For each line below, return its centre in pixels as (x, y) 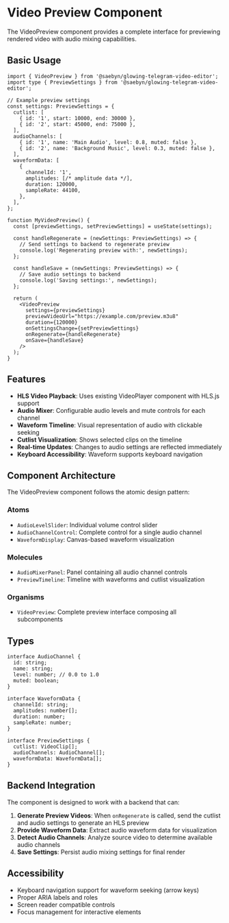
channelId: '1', (48, 172)
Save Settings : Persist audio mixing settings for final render (101, 852)
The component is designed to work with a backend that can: (93, 802)
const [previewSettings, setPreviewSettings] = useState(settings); (113, 226)
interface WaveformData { (44, 699)
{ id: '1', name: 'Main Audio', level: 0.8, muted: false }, (108, 142)
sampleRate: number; (42, 723)
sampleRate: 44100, (53, 190)
